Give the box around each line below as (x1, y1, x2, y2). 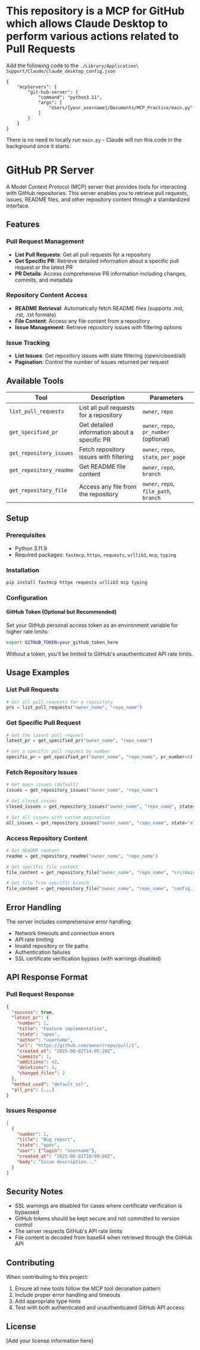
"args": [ (37, 100, 62, 106)
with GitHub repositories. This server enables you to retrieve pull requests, (6, 189, 189, 196)
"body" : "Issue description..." (17, 1159, 97, 1164)
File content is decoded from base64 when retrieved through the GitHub (14, 1234, 192, 1241)
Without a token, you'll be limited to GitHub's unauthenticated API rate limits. (6, 650, 193, 657)
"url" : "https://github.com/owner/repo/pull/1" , (17, 1042, 140, 1048)
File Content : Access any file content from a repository (14, 317, 151, 325)
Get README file (79, 462, 126, 471)
